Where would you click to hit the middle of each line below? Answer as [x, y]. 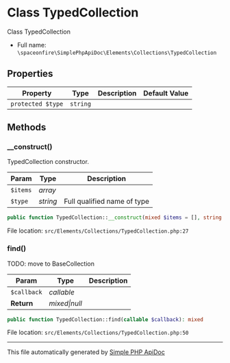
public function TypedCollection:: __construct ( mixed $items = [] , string [115, 218]
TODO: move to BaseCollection [51, 264]
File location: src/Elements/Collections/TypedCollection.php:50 [98, 332]
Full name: [31, 45]
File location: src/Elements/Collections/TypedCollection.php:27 [98, 231]
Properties [30, 74]
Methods [27, 127]
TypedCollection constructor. [48, 162]
